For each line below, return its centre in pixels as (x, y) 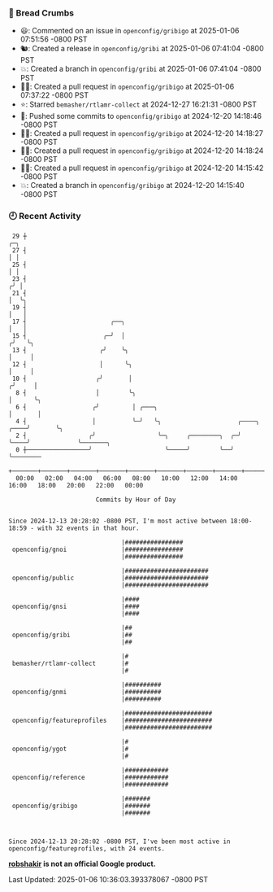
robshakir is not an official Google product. (82, 864)
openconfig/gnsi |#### (76, 606)
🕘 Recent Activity (45, 216)
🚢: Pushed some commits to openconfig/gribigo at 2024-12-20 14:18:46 (141, 116)
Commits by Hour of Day (136, 500)
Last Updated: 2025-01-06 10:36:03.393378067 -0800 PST (108, 879)
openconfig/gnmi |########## (87, 692)
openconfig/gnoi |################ (97, 549)
